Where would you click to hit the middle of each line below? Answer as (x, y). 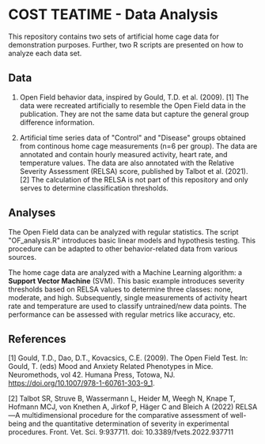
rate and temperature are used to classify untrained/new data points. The (127, 306)
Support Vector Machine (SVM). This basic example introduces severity (127, 280)
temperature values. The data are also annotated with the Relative (127, 163)
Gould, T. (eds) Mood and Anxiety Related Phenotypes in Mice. (111, 367)
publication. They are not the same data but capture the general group (134, 114)
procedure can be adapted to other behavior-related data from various (123, 248)
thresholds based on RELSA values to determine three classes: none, (121, 289)
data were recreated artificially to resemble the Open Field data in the (133, 105)
